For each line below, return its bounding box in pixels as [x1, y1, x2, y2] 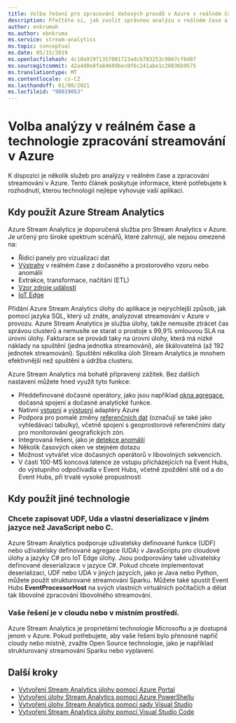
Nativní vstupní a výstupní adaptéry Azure [18, 405, 139, 414]
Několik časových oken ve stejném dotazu [18, 442, 141, 451]
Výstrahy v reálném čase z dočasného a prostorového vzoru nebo [18, 260, 209, 269]
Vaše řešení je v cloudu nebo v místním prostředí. [8, 608, 180, 618]
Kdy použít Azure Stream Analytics [8, 206, 165, 218]
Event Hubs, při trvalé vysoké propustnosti [18, 472, 141, 481]
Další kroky [8, 666, 58, 679]
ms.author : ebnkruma [8, 29, 69, 37]
